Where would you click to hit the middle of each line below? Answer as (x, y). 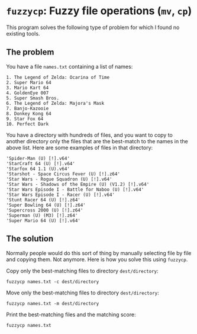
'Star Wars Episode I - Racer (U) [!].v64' (61, 195)
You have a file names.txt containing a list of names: (70, 66)
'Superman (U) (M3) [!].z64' (42, 215)
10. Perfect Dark (28, 124)
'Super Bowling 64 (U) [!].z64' (46, 205)
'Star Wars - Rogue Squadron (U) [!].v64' (59, 179)
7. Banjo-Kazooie (28, 108)
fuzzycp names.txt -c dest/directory (53, 282)
